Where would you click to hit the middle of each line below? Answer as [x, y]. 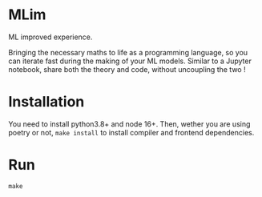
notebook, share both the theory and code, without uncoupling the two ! [127, 69]
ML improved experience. [50, 37]
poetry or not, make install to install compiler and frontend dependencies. [131, 132]
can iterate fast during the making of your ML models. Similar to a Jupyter [130, 61]
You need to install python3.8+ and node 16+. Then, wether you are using [129, 124]
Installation [46, 102]
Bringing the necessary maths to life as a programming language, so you [128, 52]
